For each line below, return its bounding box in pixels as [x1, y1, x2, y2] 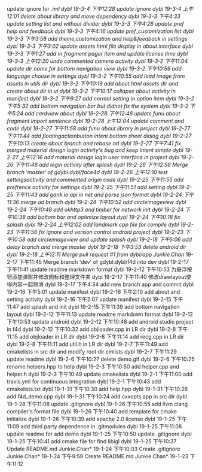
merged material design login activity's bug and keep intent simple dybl [7, 147, 184, 154]
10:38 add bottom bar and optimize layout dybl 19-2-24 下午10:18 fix [11, 214, 181, 220]
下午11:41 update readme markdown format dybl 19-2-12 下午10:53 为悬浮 [7, 266, 187, 273]
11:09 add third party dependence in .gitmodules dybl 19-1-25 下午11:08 [7, 423, 182, 430]
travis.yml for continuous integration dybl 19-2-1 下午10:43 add [7, 378, 161, 385]
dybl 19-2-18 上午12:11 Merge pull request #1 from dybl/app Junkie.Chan [7, 251, 185, 258]
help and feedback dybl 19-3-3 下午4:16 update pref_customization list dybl [7, 28, 194, 35]
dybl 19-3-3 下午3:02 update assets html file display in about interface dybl [7, 42, 193, 50]
